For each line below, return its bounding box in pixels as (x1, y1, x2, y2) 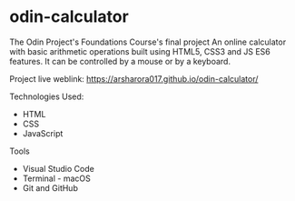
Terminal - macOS (22, 173, 91, 184)
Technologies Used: (9, 91, 84, 102)
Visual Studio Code (22, 163, 95, 174)
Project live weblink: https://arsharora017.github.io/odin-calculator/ (9, 73, 259, 84)
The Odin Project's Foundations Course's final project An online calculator (9, 36, 287, 47)
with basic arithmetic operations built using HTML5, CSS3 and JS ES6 (9, 45, 270, 56)
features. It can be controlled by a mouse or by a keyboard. (9, 55, 231, 66)
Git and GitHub (22, 182, 79, 193)
